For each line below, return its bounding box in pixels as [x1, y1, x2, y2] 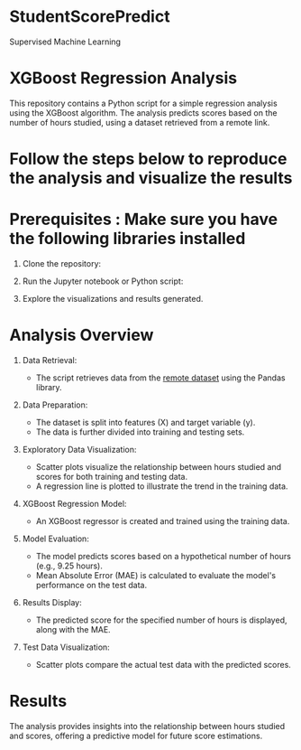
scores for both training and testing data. [35, 471, 187, 482]
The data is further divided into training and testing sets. [35, 427, 245, 437]
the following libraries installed [9, 229, 246, 249]
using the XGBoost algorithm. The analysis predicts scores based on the [9, 107, 278, 118]
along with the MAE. [35, 623, 111, 634]
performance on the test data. [35, 579, 148, 590]
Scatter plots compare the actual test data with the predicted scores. [35, 659, 291, 670]
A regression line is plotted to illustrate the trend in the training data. [35, 481, 288, 492]
